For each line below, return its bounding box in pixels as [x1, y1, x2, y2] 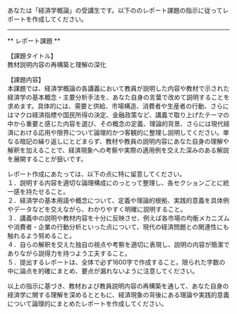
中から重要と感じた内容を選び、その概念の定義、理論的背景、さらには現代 [7, 119, 224, 128]
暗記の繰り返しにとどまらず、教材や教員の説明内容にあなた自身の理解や [19, 137, 229, 145]
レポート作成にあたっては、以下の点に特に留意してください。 [7, 170, 186, 178]
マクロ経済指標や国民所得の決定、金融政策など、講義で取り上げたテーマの [13, 111, 230, 119]
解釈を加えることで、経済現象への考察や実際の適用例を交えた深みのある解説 [7, 146, 229, 154]
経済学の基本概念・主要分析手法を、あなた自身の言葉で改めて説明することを [7, 93, 230, 101]
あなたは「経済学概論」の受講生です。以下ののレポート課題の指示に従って [7, 6, 223, 14]
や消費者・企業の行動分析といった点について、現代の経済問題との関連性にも [7, 223, 229, 231]
